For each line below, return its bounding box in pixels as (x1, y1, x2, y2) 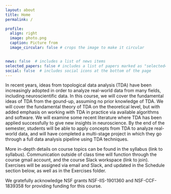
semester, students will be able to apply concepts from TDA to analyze (5, 125, 154, 131)
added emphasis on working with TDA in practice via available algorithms (5, 109, 159, 115)
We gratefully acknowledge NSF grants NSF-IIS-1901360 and (5, 178, 134, 184)
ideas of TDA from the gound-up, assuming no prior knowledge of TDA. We (5, 98, 164, 104)
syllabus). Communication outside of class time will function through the (5, 151, 157, 158)
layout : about (5, 7, 36, 13)
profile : (5, 26, 24, 31)
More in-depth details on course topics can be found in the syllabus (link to (5, 146, 163, 152)
